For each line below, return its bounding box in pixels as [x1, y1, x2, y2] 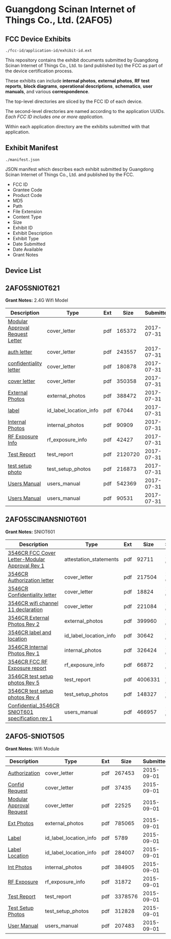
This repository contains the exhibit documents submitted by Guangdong [5, 57, 159, 63]
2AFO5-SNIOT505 [5, 732, 65, 741]
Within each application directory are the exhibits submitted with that [5, 124, 150, 129]
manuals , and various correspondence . [5, 89, 90, 95]
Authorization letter [8, 577, 54, 584]
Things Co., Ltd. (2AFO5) [5, 14, 113, 26]
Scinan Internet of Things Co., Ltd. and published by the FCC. [5, 172, 134, 178]
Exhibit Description [12, 230, 52, 236]
